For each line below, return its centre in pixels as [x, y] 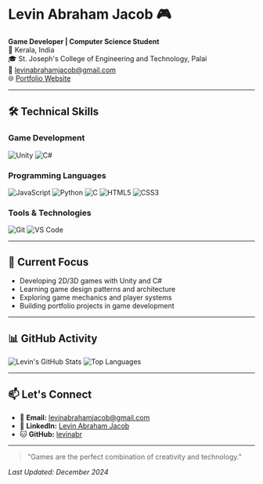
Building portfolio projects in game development [97, 306]
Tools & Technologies [50, 213]
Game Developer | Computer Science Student [84, 41]
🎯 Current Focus [49, 262]
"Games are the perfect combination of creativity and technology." [135, 457]
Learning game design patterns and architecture [97, 289]
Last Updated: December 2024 [58, 471]
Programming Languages [58, 175]
